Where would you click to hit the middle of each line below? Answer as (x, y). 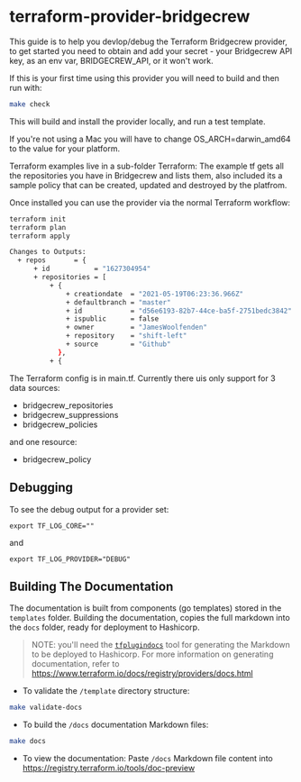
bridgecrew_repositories (68, 405)
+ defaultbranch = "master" (119, 302)
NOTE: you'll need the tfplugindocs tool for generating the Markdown (160, 645)
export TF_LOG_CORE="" (52, 526)
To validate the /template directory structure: (106, 691)
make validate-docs (46, 708)
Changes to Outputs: (48, 252)
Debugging (41, 488)
